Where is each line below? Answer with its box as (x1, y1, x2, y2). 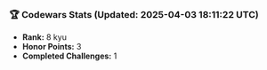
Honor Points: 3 (21, 42, 82, 52)
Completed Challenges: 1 (21, 51, 117, 61)
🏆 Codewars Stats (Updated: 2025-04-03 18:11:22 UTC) (9, 8, 260, 20)
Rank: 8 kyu (21, 32, 67, 43)
